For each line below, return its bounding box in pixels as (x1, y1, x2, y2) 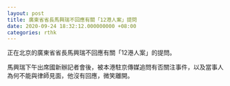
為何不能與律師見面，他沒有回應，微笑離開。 (7, 72, 134, 80)
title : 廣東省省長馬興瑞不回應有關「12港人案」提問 (7, 16, 137, 23)
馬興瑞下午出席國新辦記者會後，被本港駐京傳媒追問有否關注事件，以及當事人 (7, 63, 224, 72)
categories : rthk (7, 29, 57, 36)
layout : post (7, 10, 45, 17)
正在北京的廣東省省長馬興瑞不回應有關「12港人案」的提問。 (7, 48, 176, 57)
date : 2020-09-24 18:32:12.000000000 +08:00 (7, 23, 137, 29)
